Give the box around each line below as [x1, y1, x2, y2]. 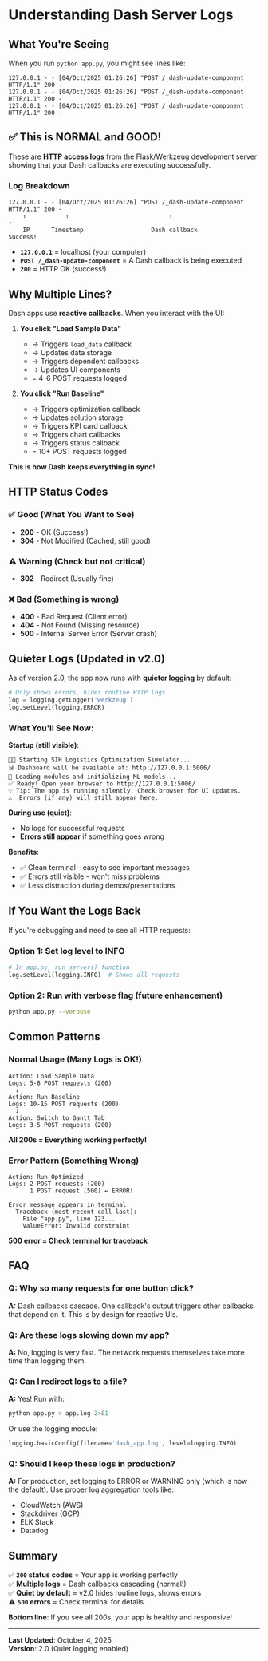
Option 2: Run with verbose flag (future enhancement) [8, 990, 223, 1001]
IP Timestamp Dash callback [22, 226, 198, 235]
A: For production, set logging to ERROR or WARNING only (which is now [8, 1477, 248, 1486]
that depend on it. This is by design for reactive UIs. [8, 1309, 179, 1319]
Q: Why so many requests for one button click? [8, 1283, 194, 1294]
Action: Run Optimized [8, 1173, 84, 1180]
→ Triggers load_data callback [31, 339, 132, 349]
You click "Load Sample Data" [19, 323, 122, 333]
